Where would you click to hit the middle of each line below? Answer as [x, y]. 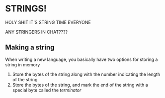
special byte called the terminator [47, 90]
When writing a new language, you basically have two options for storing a [82, 59]
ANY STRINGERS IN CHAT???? [37, 32]
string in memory [23, 64]
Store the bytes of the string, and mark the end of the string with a [80, 85]
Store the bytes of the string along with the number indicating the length [86, 74]
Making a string [30, 48]
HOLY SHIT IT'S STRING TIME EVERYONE [48, 22]
